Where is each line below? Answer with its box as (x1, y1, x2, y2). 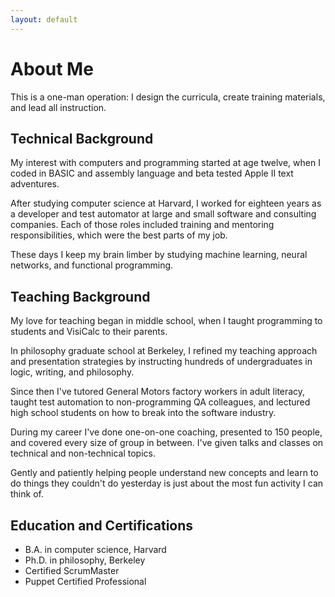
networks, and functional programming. (10, 259, 174, 271)
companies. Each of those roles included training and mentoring (10, 219, 275, 231)
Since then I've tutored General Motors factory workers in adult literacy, (10, 386, 306, 398)
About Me (10, 57, 94, 80)
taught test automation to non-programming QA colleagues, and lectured (10, 396, 311, 408)
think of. (10, 488, 44, 500)
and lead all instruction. (10, 101, 107, 113)
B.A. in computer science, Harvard (24, 544, 167, 555)
